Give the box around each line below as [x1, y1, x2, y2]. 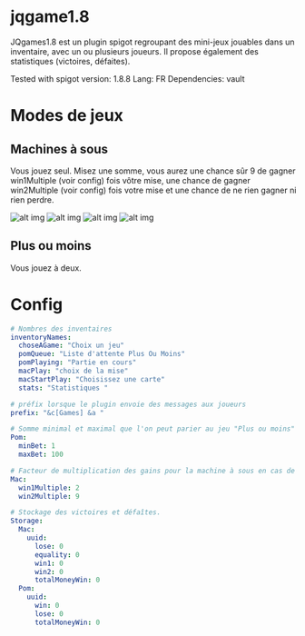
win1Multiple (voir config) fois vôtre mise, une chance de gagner [10, 174, 251, 185]
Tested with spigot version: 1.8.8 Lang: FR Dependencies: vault [10, 73, 245, 84]
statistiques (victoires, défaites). [10, 55, 131, 66]
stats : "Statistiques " [18, 383, 108, 393]
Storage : [10, 516, 44, 526]
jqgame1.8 [10, 6, 90, 27]
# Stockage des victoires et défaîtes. [10, 508, 162, 517]
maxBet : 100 [18, 450, 64, 460]
